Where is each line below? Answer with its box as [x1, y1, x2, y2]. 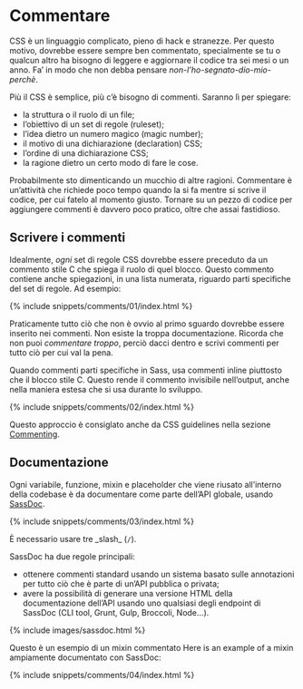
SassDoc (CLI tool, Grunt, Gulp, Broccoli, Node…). [22, 607, 210, 617]
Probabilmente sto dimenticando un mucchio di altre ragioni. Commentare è [9, 174, 293, 186]
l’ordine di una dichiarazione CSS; [22, 147, 149, 159]
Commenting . [9, 428, 61, 440]
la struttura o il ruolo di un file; [22, 109, 135, 120]
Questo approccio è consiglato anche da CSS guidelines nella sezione [9, 419, 271, 430]
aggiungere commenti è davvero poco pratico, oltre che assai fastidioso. [9, 203, 281, 214]
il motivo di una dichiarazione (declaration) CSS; [22, 138, 202, 149]
